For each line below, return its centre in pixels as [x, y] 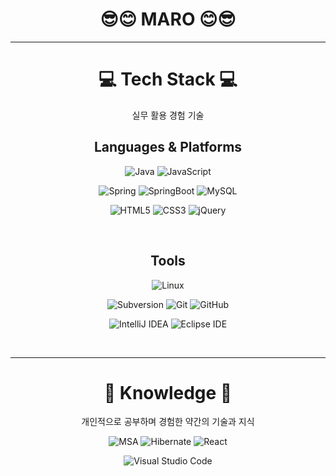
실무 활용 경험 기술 [168, 115]
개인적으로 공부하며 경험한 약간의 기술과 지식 [168, 422]
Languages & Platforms [168, 147]
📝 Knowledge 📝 [168, 392]
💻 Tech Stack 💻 [168, 79]
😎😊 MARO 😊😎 [168, 19]
